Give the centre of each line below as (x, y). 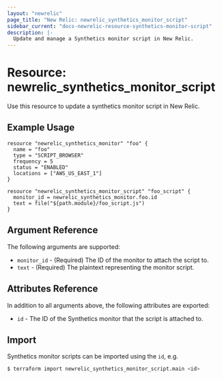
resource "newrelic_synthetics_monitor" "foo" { (78, 143)
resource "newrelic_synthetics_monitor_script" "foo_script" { (99, 191)
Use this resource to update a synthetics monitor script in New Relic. (103, 106)
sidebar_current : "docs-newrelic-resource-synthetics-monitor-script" (110, 26)
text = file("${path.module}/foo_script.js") (79, 203)
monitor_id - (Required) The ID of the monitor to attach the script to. (113, 260)
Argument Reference (53, 230)
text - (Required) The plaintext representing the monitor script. (106, 267)
